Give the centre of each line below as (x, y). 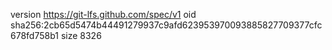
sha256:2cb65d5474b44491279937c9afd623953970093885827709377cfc (166, 25)
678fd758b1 (34, 35)
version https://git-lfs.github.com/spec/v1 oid (103, 14)
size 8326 (81, 35)
